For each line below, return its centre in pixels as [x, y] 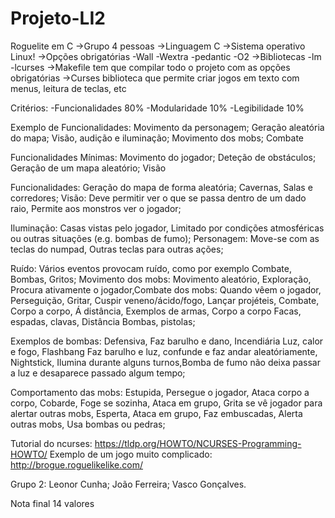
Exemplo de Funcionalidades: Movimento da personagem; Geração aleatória [167, 127]
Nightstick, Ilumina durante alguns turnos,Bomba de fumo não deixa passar [165, 362]
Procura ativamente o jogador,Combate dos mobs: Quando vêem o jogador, [166, 289]
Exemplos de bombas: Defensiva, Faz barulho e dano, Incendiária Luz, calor [167, 341]
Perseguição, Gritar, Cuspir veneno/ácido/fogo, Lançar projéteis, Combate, [165, 300]
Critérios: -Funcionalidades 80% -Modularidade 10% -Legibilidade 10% [157, 108]
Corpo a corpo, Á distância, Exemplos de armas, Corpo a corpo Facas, [156, 311]
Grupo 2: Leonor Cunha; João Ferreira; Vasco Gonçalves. [128, 484]
